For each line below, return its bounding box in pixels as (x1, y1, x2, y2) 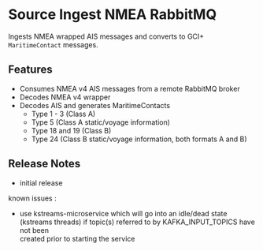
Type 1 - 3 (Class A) (31, 109, 96, 118)
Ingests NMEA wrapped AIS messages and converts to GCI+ (8, 32, 205, 41)
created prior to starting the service (19, 234, 135, 243)
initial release (19, 178, 63, 187)
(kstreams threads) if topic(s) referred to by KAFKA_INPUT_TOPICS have (19, 217, 256, 227)
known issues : (8, 193, 57, 203)
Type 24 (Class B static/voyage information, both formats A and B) (31, 134, 247, 144)
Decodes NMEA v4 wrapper (19, 92, 111, 102)
